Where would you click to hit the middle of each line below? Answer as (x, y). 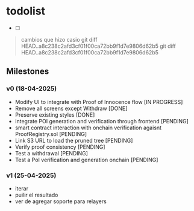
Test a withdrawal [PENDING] (52, 153)
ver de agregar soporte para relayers (61, 201)
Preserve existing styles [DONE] (55, 115)
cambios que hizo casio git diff (59, 39)
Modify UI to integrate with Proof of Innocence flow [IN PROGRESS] (99, 102)
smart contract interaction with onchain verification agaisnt (88, 128)
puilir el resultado (36, 195)
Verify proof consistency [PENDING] (60, 147)
